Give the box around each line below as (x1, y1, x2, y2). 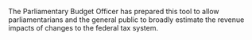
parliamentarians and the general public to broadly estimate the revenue (8, 15, 245, 24)
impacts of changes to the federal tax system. (8, 24, 159, 32)
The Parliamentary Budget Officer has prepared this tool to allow (8, 7, 220, 16)
